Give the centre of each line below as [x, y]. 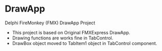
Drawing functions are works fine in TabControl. [63, 38]
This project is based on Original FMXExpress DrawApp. [71, 32]
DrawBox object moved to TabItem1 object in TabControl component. [85, 43]
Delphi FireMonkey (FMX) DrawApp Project [50, 23]
